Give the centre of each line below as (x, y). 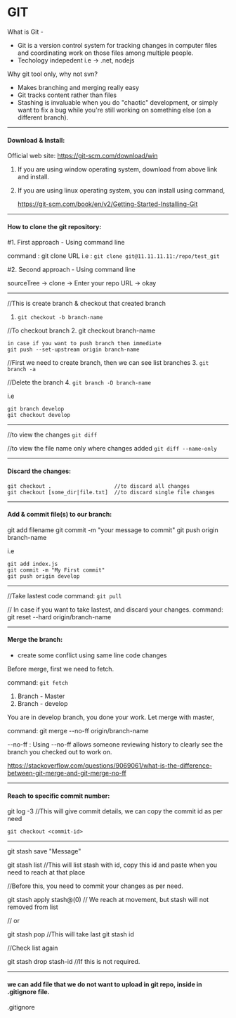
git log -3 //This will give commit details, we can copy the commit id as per (115, 811)
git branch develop (36, 409)
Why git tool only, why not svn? (53, 74)
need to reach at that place (46, 872)
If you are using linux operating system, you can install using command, (121, 191)
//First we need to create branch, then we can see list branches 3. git (108, 363)
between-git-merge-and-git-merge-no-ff (67, 773)
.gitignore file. (28, 991)
